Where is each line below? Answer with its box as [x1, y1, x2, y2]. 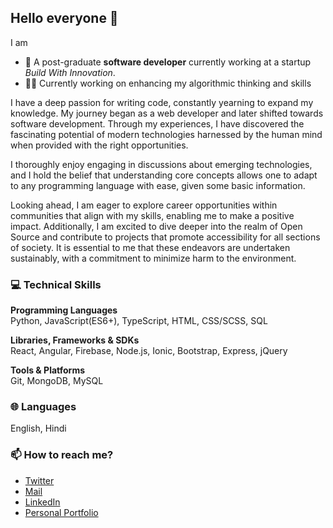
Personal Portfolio [24, 506, 99, 518]
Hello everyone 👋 [10, 10, 119, 27]
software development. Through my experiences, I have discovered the [10, 117, 305, 130]
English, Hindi [10, 422, 67, 435]
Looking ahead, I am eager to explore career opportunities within [10, 199, 278, 211]
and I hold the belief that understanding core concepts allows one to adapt [10, 169, 318, 181]
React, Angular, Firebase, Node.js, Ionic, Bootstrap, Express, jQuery [10, 345, 288, 357]
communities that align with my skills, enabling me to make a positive [10, 209, 295, 221]
